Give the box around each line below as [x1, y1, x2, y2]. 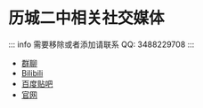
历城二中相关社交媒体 [8, 8, 166, 28]
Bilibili [20, 67, 44, 78]
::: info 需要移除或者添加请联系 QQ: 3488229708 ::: [8, 39, 195, 50]
